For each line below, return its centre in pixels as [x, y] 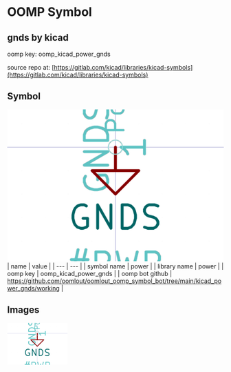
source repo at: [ [31, 67]
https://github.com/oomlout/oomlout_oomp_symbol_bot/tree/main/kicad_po [114, 281]
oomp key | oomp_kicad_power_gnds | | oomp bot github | [90, 273]
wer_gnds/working [33, 288]
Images [23, 310]
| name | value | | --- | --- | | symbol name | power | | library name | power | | [115, 266]
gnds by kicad [38, 38]
